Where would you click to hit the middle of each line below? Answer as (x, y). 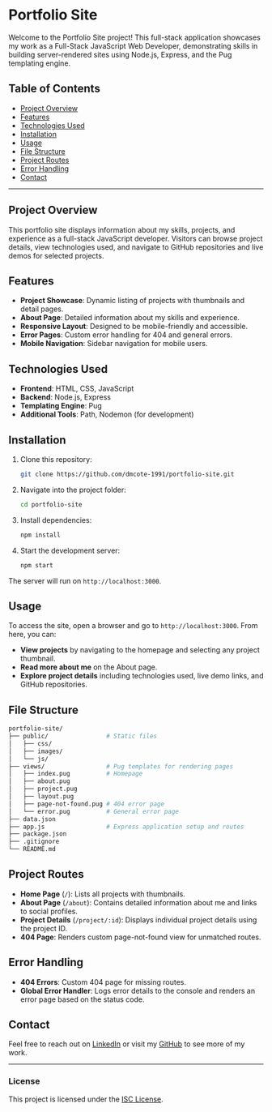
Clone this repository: (56, 459)
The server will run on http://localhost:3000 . (85, 580)
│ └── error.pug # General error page (94, 811)
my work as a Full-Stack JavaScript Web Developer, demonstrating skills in (133, 45)
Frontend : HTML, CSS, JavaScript (77, 389)
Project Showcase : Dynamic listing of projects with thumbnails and (132, 301)
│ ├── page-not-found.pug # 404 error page (86, 804)
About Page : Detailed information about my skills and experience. (130, 318)
